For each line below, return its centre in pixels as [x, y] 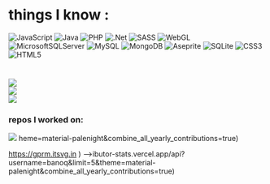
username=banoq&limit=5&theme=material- [82, 163]
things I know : [59, 15]
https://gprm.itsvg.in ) [45, 154]
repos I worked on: [46, 120]
